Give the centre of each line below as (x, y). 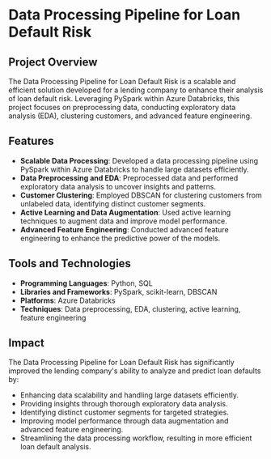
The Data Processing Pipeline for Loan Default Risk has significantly (121, 363)
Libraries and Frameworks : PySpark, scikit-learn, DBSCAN (119, 291)
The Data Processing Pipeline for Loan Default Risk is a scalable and (122, 81)
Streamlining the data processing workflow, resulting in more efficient (136, 438)
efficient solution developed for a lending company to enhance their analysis (136, 90)
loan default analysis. (55, 447)
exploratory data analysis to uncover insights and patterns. (118, 186)
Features (31, 141)
